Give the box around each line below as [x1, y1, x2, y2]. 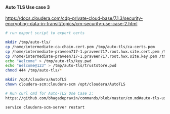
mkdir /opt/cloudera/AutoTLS [5, 77, 67, 82]
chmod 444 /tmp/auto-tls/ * [5, 68, 62, 73]
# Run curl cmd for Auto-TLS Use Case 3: [5, 91, 94, 96]
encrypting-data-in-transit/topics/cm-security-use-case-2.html [5, 21, 138, 27]
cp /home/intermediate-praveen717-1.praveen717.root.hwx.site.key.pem [5, 54, 157, 59]
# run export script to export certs [5, 30, 85, 35]
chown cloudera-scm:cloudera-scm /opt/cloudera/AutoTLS [5, 82, 125, 87]
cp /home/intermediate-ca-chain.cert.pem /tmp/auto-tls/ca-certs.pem [5, 44, 155, 49]
